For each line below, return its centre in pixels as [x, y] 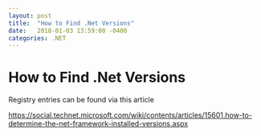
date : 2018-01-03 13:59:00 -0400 [68, 30]
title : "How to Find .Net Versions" [71, 23]
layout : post [30, 16]
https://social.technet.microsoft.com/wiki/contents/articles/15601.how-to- [130, 115]
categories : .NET [37, 38]
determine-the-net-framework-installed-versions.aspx [98, 124]
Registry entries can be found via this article [82, 100]
